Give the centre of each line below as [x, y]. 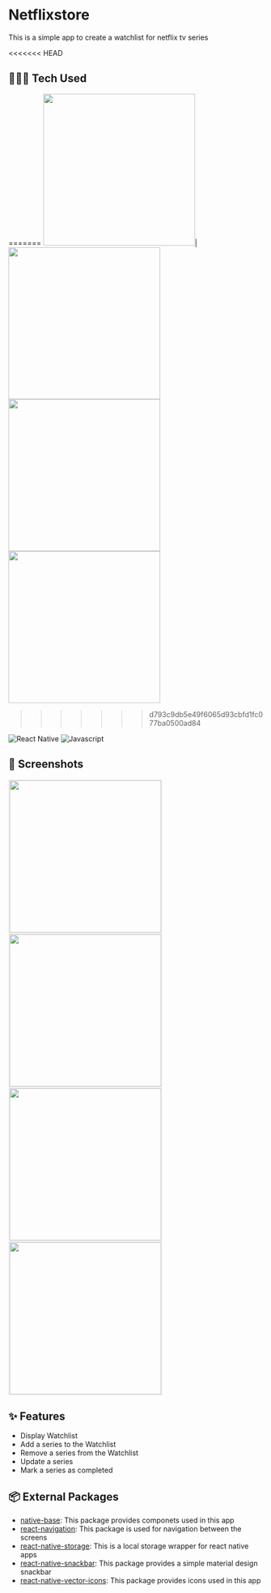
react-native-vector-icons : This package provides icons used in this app [140, 1581]
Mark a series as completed [66, 1470]
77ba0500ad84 [175, 723]
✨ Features [37, 1416]
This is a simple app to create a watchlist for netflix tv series [108, 37]
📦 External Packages [64, 1497]
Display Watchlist [49, 1436]
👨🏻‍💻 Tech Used [48, 79]
